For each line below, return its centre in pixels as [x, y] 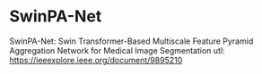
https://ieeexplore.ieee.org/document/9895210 [96, 60]
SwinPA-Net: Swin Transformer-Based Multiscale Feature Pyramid [131, 41]
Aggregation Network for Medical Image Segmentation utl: [118, 50]
